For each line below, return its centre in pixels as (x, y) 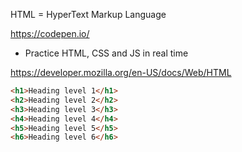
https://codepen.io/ (50, 33)
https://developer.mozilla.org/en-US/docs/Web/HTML (121, 72)
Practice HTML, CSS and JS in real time (106, 53)
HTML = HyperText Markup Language (88, 14)
